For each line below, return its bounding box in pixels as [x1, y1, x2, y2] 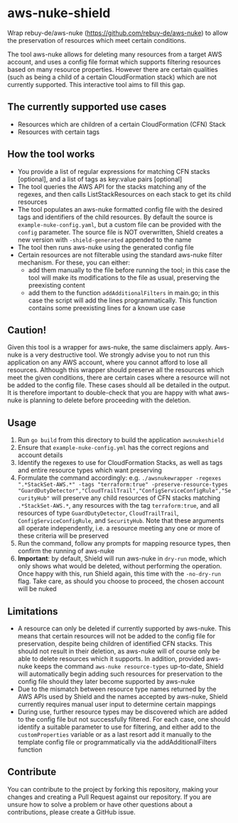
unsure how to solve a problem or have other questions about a [7, 800, 193, 809]
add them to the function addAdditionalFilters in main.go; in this [28, 288, 220, 297]
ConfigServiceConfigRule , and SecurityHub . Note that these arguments [17, 516, 225, 525]
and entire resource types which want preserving [17, 466, 162, 475]
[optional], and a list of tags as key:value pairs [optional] [17, 175, 183, 183]
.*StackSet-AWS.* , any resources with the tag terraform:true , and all [17, 501, 220, 510]
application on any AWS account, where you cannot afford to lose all [7, 358, 208, 367]
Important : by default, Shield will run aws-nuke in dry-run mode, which [17, 554, 227, 563]
